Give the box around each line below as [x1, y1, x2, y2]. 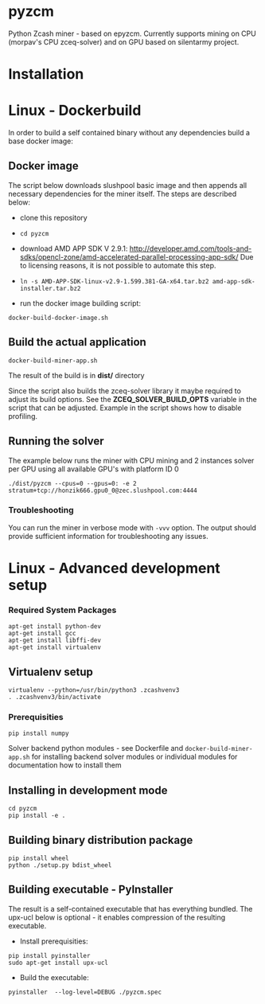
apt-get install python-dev [8, 623, 102, 631]
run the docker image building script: [19, 298, 142, 308]
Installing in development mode [8, 783, 168, 797]
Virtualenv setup [8, 665, 94, 678]
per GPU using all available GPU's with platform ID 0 [8, 464, 179, 474]
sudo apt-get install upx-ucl [8, 959, 109, 967]
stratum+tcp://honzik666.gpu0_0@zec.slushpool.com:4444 [8, 486, 197, 494]
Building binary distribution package [8, 833, 193, 846]
